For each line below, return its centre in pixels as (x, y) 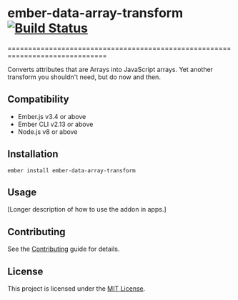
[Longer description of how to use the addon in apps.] (87, 210)
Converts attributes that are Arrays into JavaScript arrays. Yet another (110, 69)
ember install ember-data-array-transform (71, 170)
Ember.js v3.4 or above (52, 116)
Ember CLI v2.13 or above (55, 124)
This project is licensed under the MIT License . (76, 289)
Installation (33, 154)
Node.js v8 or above (48, 131)
